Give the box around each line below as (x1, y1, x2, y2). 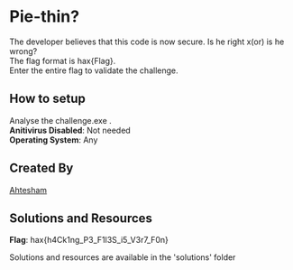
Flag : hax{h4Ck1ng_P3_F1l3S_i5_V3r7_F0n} (9, 235, 169, 246)
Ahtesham (9, 184, 48, 195)
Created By (9, 161, 74, 176)
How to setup (9, 91, 86, 107)
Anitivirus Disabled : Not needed (9, 125, 131, 135)
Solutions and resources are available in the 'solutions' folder (9, 252, 236, 263)
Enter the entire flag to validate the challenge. (9, 65, 179, 76)
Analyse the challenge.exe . (9, 115, 113, 126)
